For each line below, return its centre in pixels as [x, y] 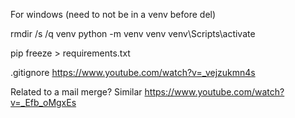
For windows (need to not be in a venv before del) [113, 14]
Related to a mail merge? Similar [76, 92]
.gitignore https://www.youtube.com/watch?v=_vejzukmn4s [133, 72]
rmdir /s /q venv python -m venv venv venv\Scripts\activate [133, 33]
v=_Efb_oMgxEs [43, 102]
